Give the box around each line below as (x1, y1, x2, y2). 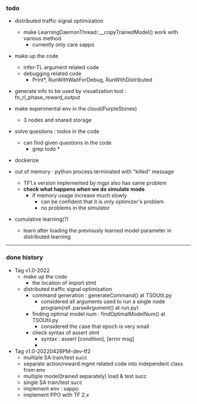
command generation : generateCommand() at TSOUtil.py (32, 292, 172, 299)
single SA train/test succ (23, 379, 83, 386)
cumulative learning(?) (14, 215, 69, 223)
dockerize (14, 157, 39, 164)
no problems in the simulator (40, 204, 110, 211)
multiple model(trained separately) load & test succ (23, 372, 147, 379)
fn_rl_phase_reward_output (14, 94, 80, 101)
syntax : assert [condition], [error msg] (40, 335, 135, 342)
